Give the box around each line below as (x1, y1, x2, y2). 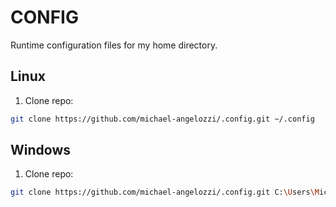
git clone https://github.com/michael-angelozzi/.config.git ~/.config (10, 114, 315, 124)
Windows (10, 142, 71, 159)
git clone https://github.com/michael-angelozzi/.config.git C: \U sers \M (10, 187, 320, 198)
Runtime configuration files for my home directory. (10, 39, 218, 51)
